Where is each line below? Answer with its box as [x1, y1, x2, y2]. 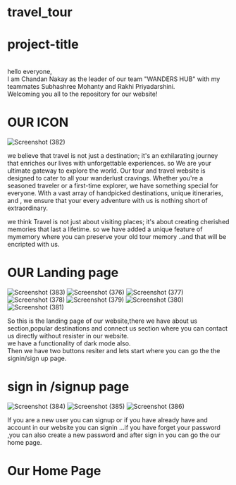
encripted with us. [7, 240, 60, 249]
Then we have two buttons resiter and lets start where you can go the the [7, 347, 221, 355]
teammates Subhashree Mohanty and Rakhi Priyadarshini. [7, 82, 175, 91]
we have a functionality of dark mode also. [7, 339, 131, 348]
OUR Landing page [7, 265, 119, 281]
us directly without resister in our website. [7, 332, 129, 340]
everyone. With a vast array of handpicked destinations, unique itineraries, [7, 189, 223, 197]
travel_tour [7, 4, 73, 20]
